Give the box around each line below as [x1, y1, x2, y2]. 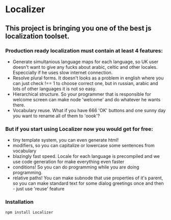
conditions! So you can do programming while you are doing [12, 164, 139, 170]
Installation [5, 199, 34, 206]
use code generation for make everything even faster [12, 159, 125, 165]
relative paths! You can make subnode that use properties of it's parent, [12, 175, 163, 181]
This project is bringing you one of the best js [5, 24, 152, 33]
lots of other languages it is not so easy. [12, 86, 97, 92]
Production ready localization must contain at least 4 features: [5, 47, 163, 54]
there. [12, 102, 25, 108]
